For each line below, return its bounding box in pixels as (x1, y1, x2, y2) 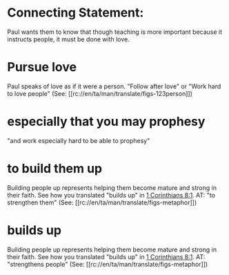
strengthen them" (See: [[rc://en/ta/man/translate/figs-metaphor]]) (7, 198, 197, 207)
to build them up (7, 161, 103, 176)
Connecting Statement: (7, 5, 144, 21)
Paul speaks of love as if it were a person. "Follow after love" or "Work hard (7, 82, 221, 91)
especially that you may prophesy (7, 114, 206, 129)
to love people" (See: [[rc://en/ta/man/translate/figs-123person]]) (7, 89, 193, 97)
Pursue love (7, 59, 77, 75)
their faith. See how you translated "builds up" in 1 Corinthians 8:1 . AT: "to (7, 191, 216, 199)
